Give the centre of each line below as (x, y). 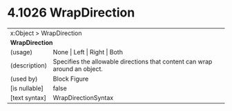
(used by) (24, 79)
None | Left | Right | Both (88, 52)
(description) (29, 65)
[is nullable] (27, 88)
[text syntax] (28, 98)
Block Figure (71, 79)
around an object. (78, 69)
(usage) (21, 52)
